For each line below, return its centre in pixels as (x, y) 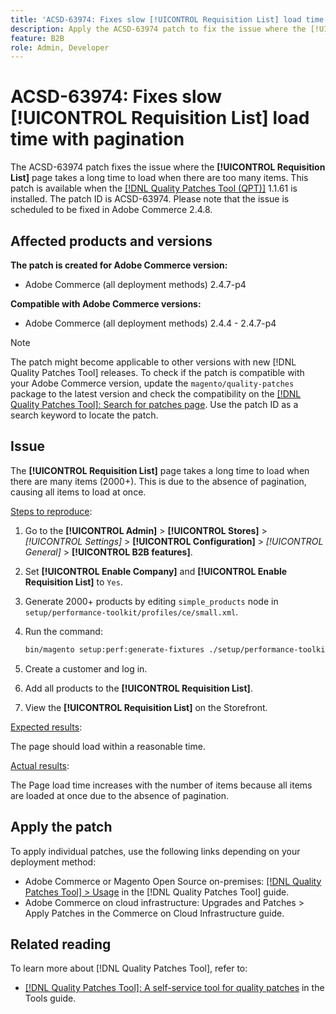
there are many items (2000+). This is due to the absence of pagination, (158, 481)
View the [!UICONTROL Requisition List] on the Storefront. (146, 707)
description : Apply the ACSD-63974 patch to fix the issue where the (158, 29)
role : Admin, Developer (60, 47)
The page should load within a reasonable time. (108, 746)
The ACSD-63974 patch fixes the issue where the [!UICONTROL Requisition (168, 167)
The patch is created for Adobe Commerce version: (119, 265)
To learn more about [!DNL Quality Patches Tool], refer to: (129, 968)
